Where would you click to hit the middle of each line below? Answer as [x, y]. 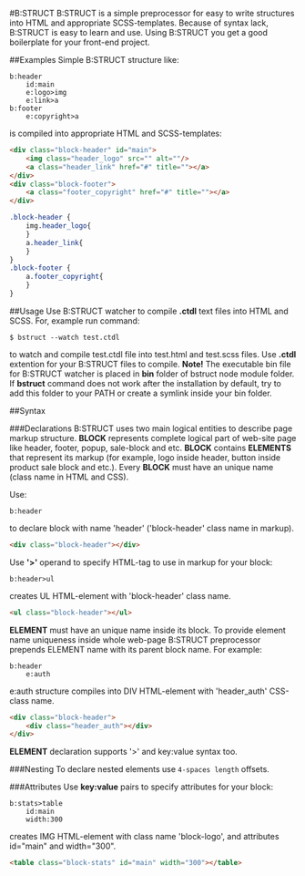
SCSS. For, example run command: [75, 320]
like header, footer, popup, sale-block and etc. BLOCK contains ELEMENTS [150, 448]
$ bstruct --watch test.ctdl [65, 337]
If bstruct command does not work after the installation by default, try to [146, 383]
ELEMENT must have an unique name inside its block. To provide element [148, 630]
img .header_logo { [59, 226]
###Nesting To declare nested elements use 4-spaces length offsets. [140, 769]
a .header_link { [55, 242]
